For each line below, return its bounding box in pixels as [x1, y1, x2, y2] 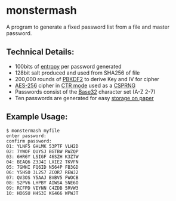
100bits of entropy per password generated [14, 63, 122, 70]
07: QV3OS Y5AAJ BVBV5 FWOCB [6, 174, 79, 181]
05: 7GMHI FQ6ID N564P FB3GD [6, 164, 79, 170]
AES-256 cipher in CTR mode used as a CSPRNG [14, 82, 136, 89]
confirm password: [6, 138, 52, 144]
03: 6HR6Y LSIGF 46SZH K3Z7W [6, 153, 79, 160]
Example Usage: [6, 112, 68, 122]
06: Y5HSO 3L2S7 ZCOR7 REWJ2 [6, 169, 79, 175]
